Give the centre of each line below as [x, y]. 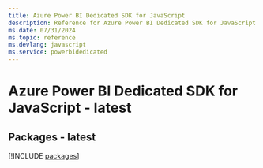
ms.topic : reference [42, 37]
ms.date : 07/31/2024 [42, 30]
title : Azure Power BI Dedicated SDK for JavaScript [97, 15]
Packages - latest [52, 137]
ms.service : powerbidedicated [58, 52]
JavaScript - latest [70, 108]
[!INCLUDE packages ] [44, 156]
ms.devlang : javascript [47, 45]
